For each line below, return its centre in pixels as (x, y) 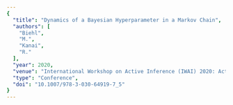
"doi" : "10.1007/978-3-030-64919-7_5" (69, 84)
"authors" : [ (32, 26)
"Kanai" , (32, 46)
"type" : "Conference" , (46, 78)
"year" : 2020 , (33, 65)
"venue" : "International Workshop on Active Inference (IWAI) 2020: (114, 71)
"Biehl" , (32, 33)
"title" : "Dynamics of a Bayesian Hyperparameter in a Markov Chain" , (117, 20)
